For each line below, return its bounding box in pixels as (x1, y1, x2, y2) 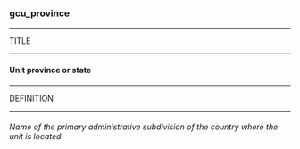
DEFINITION (9, 93, 54, 103)
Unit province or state (9, 64, 92, 75)
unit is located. (9, 131, 64, 142)
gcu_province (9, 7, 71, 20)
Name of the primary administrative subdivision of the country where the (9, 121, 279, 132)
